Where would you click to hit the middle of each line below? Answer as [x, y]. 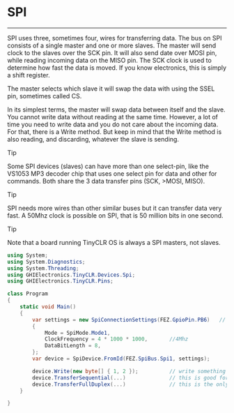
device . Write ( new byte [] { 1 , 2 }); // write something [129, 371]
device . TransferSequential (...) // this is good [124, 377]
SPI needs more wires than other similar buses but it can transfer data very [115, 208]
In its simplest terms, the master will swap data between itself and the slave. [116, 110]
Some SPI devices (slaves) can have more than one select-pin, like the [108, 166]
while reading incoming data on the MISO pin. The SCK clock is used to [110, 60]
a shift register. [29, 75]
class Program [28, 294]
